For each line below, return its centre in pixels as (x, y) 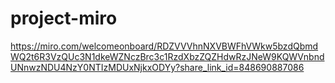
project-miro (64, 18)
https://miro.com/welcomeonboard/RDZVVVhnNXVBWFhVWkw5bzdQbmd (164, 46)
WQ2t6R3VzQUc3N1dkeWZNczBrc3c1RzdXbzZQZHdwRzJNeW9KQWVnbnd (167, 56)
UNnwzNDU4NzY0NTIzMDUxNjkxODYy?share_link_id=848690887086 (157, 67)
